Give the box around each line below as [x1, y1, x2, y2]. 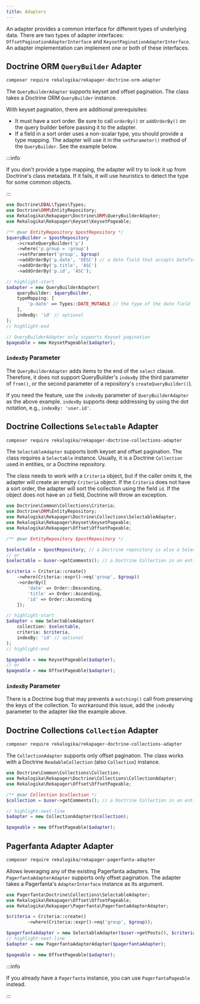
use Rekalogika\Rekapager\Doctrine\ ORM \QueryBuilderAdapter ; [6, 213, 161, 219]
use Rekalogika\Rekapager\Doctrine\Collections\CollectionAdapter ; [6, 775, 177, 782]
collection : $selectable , [17, 624, 82, 630]
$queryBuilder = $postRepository [6, 235, 89, 241]
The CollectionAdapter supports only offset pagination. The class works [6, 752, 184, 759]
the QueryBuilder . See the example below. [14, 143, 118, 150]
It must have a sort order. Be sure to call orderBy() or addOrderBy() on [14, 118, 186, 125]
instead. [6, 980, 26, 988]
